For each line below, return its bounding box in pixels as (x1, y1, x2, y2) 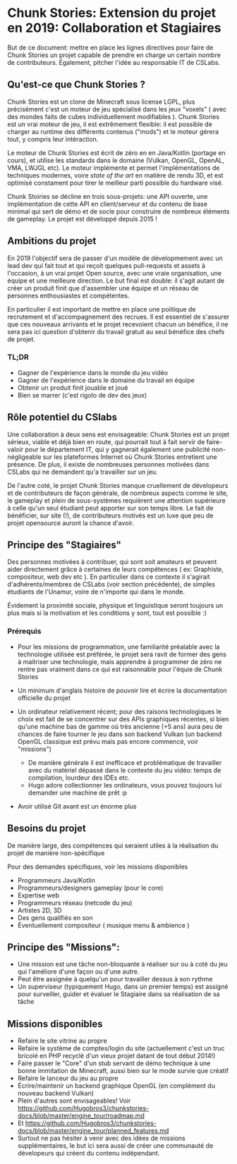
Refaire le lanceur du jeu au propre (17, 1074, 119, 1083)
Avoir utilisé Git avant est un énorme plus (17, 802, 137, 810)
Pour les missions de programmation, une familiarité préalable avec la (17, 642, 220, 651)
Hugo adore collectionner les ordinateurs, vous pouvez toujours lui (28, 780, 222, 789)
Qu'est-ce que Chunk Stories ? (7, 79, 146, 91)
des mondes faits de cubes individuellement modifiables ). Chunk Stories (7, 112, 220, 121)
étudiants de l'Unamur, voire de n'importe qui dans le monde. (7, 587, 186, 596)
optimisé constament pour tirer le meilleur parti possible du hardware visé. (7, 178, 224, 187)
